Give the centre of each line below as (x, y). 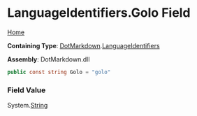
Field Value (27, 90)
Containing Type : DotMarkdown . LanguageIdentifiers (83, 45)
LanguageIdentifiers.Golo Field (99, 13)
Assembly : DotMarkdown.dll (49, 59)
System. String (28, 106)
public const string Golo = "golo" (59, 72)
